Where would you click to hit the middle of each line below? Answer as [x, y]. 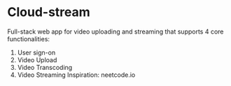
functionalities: [29, 38]
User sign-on [36, 52]
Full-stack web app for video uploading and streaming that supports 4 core [115, 31]
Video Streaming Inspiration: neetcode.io [76, 75]
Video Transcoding [45, 67]
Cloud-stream [49, 12]
